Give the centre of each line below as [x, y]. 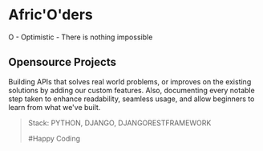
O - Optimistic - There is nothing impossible [81, 37]
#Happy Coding [54, 138]
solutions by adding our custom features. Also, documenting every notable [131, 90]
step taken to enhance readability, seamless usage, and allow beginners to [131, 99]
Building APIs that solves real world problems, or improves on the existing [130, 81]
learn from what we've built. [55, 107]
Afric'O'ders [51, 15]
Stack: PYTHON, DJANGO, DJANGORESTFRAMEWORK [119, 123]
